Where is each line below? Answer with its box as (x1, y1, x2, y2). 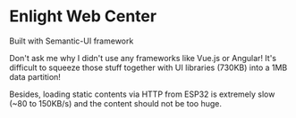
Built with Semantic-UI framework (9, 35, 134, 46)
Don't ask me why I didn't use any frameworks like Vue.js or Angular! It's (9, 52, 277, 63)
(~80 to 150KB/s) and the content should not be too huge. (9, 98, 222, 108)
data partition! (9, 71, 61, 82)
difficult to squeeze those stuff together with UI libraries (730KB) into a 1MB (9, 62, 288, 73)
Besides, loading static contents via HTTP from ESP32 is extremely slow (9, 89, 275, 99)
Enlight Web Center (9, 6, 157, 27)
